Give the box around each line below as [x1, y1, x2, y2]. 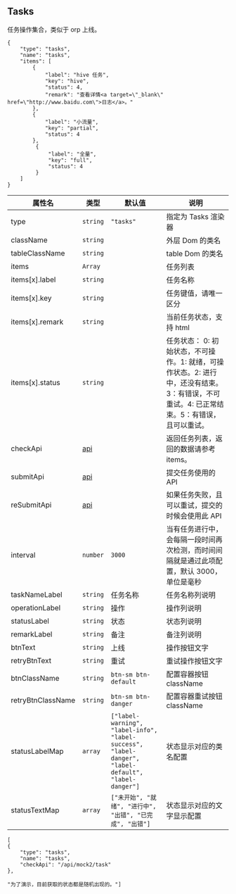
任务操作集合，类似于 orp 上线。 [7, 25, 101, 34]
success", [110, 740, 144, 748]
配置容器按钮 [166, 669, 209, 679]
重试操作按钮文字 [166, 656, 223, 666]
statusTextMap [11, 805, 60, 815]
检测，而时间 [173, 545, 216, 555]
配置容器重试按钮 [166, 691, 223, 701]
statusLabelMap [11, 746, 65, 756]
